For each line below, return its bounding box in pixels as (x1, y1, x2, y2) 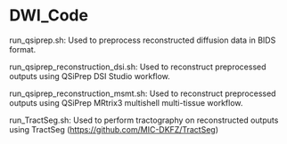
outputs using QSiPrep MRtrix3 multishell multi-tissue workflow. (9, 97, 243, 108)
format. (9, 44, 37, 54)
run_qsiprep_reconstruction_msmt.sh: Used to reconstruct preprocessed (9, 88, 276, 99)
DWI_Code (9, 5, 89, 26)
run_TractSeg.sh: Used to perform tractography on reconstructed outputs (9, 115, 279, 125)
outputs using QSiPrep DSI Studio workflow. (9, 70, 171, 81)
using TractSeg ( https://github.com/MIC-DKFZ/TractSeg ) (9, 124, 219, 134)
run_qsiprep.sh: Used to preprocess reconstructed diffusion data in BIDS (9, 35, 276, 45)
